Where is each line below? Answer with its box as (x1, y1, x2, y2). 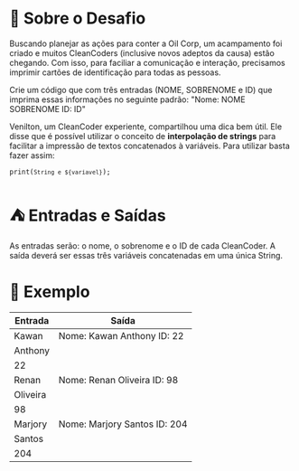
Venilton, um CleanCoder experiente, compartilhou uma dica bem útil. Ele (9, 121, 283, 132)
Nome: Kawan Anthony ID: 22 (58, 329, 184, 342)
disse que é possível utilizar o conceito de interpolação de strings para (9, 130, 276, 141)
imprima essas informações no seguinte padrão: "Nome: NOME (9, 94, 246, 105)
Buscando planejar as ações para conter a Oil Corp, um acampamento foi (9, 38, 283, 49)
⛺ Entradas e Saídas (9, 205, 166, 226)
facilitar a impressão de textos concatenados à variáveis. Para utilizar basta (9, 140, 291, 151)
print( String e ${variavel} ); (9, 167, 111, 176)
